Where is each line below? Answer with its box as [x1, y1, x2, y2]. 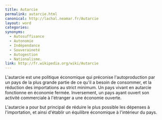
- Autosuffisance [9, 34, 45, 39]
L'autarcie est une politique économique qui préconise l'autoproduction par [5, 75, 155, 80]
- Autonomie [9, 39, 34, 44]
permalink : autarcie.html [5, 12, 57, 16]
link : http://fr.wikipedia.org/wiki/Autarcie [5, 61, 98, 66]
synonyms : [5, 30, 25, 34]
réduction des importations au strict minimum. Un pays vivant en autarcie [5, 85, 152, 90]
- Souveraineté [9, 47, 40, 52]
